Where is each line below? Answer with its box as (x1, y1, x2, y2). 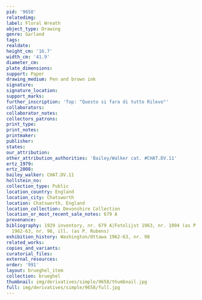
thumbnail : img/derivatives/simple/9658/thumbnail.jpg (6, 279, 148, 285)
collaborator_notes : (6, 110, 59, 116)
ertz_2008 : (6, 166, 34, 172)
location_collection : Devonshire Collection (6, 206, 120, 212)
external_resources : (6, 256, 59, 262)
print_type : (6, 122, 36, 128)
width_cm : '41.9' (6, 54, 50, 60)
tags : (6, 37, 20, 43)
